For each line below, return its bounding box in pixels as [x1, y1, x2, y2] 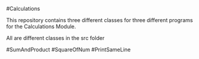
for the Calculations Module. [6, 23, 76, 30]
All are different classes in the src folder [6, 35, 105, 41]
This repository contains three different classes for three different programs [6, 17, 193, 23]
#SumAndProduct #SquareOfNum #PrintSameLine [6, 46, 131, 53]
